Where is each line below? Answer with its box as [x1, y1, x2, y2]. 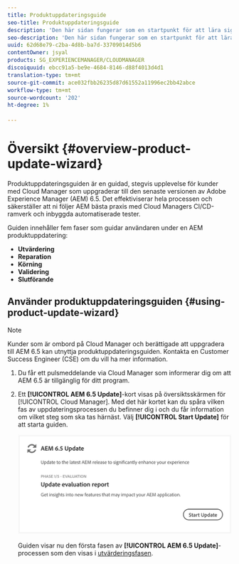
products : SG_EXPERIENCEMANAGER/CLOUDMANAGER [7, 57, 144, 64]
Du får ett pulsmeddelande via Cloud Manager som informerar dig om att [17, 368, 231, 377]
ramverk [7, 209, 32, 218]
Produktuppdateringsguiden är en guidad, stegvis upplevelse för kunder [7, 179, 218, 188]
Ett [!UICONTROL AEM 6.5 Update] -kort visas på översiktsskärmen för [17, 390, 226, 398]
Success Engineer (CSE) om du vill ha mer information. [7, 355, 169, 363]
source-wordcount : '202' [7, 94, 81, 101]
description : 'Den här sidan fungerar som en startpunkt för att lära [7, 26, 221, 33]
